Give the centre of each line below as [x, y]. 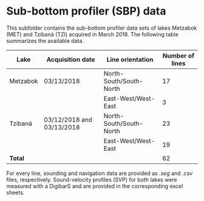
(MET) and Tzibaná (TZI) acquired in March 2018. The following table [93, 34]
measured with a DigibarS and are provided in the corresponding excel [95, 186]
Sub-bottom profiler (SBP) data [86, 11]
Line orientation [130, 59]
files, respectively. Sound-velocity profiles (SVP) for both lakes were [92, 179]
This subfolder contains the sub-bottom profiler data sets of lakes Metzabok [102, 28]
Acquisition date [71, 59]
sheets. [15, 193]
